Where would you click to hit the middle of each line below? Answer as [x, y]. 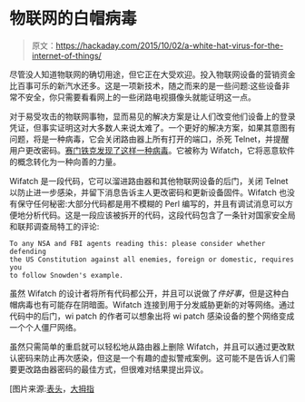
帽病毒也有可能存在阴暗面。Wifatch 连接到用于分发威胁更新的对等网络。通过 [152, 304]
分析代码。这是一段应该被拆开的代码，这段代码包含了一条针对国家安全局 [160, 215]
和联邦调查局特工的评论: [54, 226]
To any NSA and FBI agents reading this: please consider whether [138, 243]
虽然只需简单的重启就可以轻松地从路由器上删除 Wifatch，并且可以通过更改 [148, 347]
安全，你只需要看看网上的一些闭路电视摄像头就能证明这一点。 [140, 97]
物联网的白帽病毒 [74, 19]
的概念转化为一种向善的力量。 [65, 162]
